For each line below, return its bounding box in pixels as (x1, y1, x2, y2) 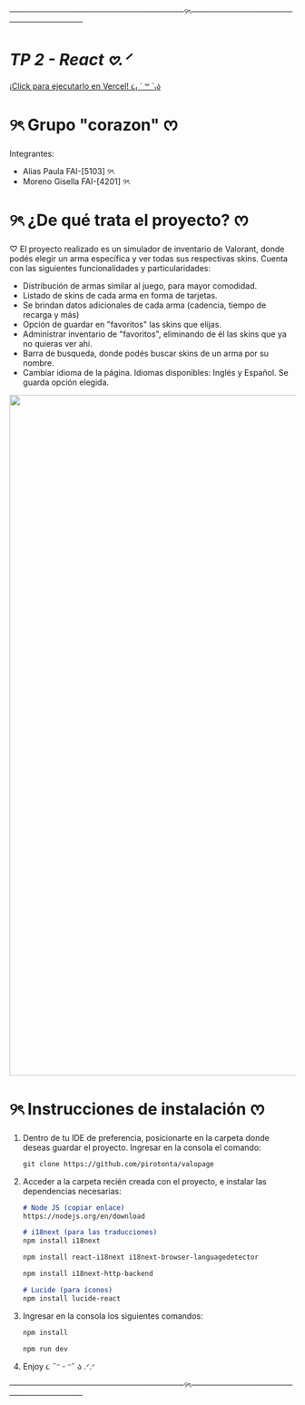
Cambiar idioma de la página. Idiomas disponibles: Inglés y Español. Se (22, 367, 289, 378)
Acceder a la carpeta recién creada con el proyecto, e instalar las (22, 1175, 267, 1186)
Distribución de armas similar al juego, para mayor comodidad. (22, 280, 258, 291)
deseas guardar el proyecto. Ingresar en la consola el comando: (22, 1142, 261, 1153)
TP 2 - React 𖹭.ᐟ (9, 50, 132, 70)
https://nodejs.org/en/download (22, 1212, 145, 1221)
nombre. (22, 357, 54, 368)
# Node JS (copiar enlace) (22, 1203, 125, 1213)
